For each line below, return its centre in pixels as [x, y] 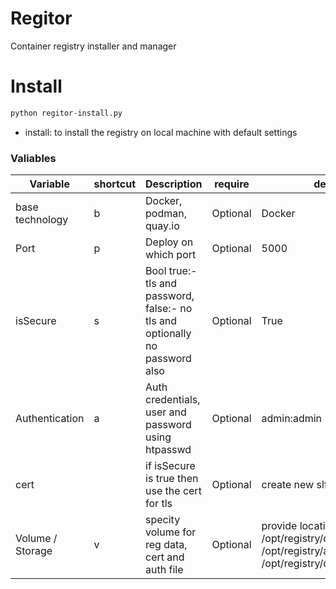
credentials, [173, 400]
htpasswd [168, 450]
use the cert [173, 491]
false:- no [169, 309]
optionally [168, 334]
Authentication [50, 419]
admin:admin [292, 419]
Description [174, 184]
